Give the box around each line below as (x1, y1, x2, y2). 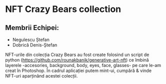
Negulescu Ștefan (12, 36, 50, 42)
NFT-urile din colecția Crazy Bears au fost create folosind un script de (5, 51, 149, 57)
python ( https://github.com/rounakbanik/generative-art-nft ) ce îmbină (5, 57, 149, 63)
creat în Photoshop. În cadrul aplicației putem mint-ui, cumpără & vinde (5, 67, 151, 73)
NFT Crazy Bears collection (5, 3, 121, 15)
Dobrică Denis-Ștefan (12, 42, 57, 48)
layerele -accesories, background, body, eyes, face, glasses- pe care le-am (5, 62, 161, 68)
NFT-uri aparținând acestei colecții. (5, 73, 78, 78)
